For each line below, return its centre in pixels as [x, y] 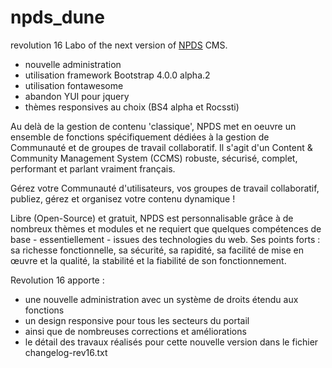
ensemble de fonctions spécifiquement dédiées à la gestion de [140, 137]
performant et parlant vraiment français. [93, 168]
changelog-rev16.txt [66, 352]
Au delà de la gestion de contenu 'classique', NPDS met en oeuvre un [153, 126]
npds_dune [57, 17]
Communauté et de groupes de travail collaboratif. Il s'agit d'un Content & [161, 147]
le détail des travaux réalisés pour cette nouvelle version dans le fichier [171, 342]
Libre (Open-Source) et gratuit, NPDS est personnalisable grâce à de [152, 218]
